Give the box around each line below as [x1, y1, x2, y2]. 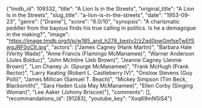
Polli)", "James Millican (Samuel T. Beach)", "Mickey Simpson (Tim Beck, [6, 75, 187, 83]
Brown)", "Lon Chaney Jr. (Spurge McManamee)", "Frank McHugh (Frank [6, 63, 189, 70]
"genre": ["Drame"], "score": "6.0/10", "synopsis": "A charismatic [18, 18, 180, 25]
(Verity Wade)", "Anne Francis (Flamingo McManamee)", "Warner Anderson [6, 50, 195, 57]
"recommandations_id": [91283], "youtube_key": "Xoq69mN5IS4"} [6, 95, 173, 102]
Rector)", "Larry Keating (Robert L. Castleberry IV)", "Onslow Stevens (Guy [6, 69, 193, 76]
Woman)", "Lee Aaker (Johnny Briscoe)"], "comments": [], [6, 89, 152, 95]
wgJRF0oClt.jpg [6, 43, 47, 51]
